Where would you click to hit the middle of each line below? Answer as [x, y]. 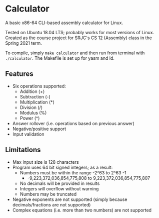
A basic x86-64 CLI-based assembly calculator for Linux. [64, 23]
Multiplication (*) [37, 102]
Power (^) [30, 118]
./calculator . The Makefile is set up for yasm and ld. [60, 58]
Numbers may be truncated [48, 194]
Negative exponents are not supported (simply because [70, 199]
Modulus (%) [33, 113]
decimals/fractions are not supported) [51, 204]
